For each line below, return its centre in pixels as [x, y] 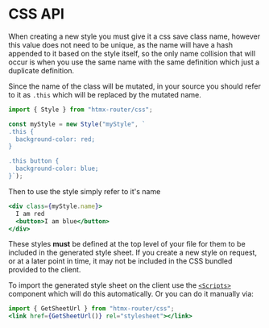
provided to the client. [45, 270]
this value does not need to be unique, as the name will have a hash [121, 44]
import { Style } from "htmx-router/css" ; [81, 110]
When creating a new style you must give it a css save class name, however [134, 36]
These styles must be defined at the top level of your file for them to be [127, 244]
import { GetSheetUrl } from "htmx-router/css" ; [91, 309]
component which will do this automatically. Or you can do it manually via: [131, 294]
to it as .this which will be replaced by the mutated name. [105, 94]
